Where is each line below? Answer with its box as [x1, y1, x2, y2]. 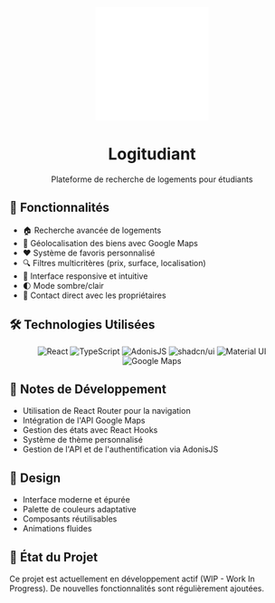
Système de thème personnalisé [22, 435, 143, 445]
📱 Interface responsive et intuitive [22, 270, 148, 282]
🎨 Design [9, 470, 62, 485]
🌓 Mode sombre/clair [22, 280, 104, 291]
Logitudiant [108, 144, 196, 165]
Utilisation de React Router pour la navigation [22, 406, 192, 416]
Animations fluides [22, 523, 92, 534]
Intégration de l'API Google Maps [22, 415, 146, 426]
